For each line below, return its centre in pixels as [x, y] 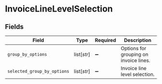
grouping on [135, 54]
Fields [14, 27]
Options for [134, 48]
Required [106, 40]
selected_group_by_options [38, 71]
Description [138, 40]
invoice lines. [135, 60]
